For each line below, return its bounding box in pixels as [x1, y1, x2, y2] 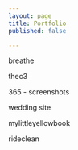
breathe [8, 56, 35, 65]
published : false [8, 27, 67, 35]
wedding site [8, 102, 51, 113]
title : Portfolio [8, 19, 67, 27]
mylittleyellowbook [8, 119, 71, 128]
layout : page [8, 11, 52, 20]
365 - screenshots [8, 87, 70, 97]
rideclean [8, 134, 40, 144]
